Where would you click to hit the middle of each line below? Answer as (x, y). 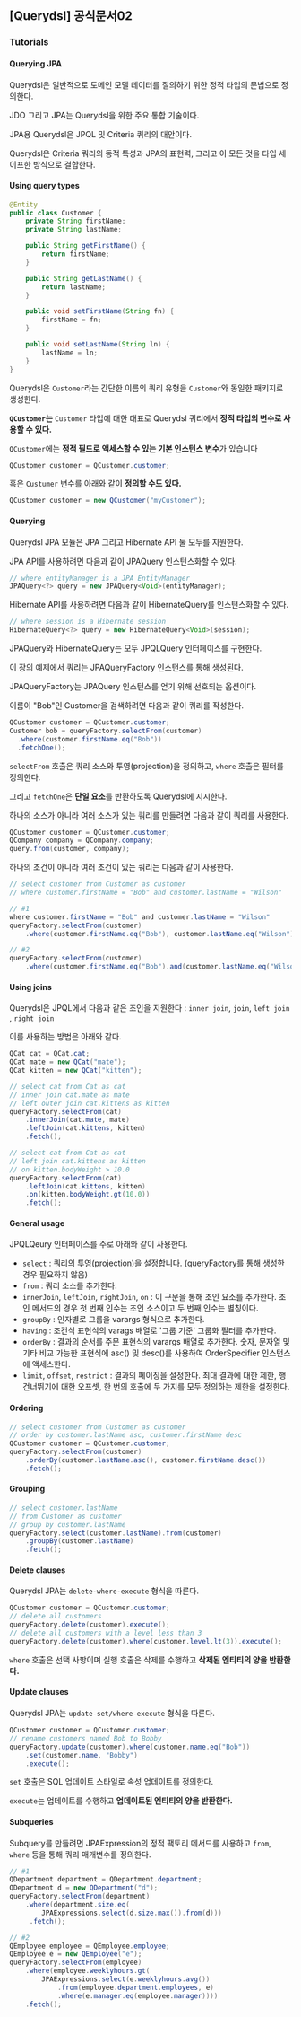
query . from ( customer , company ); (69, 849)
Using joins (30, 987)
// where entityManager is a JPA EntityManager (100, 578)
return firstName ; (76, 254)
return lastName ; (73, 287)
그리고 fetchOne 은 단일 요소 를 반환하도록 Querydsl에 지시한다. (118, 796)
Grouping (27, 1489)
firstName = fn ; (72, 320)
